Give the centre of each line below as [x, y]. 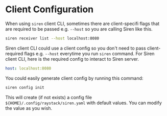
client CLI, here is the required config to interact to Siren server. [72, 59]
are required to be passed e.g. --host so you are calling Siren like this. [79, 29]
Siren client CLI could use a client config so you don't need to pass [76, 48]
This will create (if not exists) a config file [49, 97]
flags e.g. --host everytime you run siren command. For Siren [89, 53]
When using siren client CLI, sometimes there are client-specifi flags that [82, 24]
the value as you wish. [29, 108]
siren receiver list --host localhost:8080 [52, 38]
